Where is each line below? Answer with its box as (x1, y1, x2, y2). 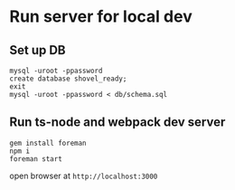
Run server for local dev (9, 6, 193, 27)
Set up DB (9, 43, 66, 58)
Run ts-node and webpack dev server (9, 115, 226, 130)
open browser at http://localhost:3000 (9, 170, 158, 181)
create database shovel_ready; (9, 74, 127, 83)
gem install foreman (9, 138, 88, 147)
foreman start (9, 154, 63, 164)
